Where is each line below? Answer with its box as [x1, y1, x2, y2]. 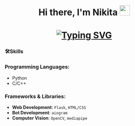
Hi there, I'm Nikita [38, 7, 118, 18]
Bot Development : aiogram [12, 109, 68, 115]
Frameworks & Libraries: [5, 93, 66, 100]
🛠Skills [5, 48, 24, 55]
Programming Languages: [5, 64, 70, 71]
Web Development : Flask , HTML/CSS [12, 104, 86, 110]
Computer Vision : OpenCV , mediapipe [12, 115, 88, 121]
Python [12, 75, 27, 81]
